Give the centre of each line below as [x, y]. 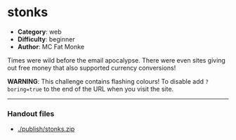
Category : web [39, 32]
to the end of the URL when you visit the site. [109, 89]
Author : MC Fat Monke [51, 46]
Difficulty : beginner [46, 39]
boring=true [25, 89]
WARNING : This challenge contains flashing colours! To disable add [106, 81]
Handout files [31, 113]
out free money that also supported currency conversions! [92, 68]
